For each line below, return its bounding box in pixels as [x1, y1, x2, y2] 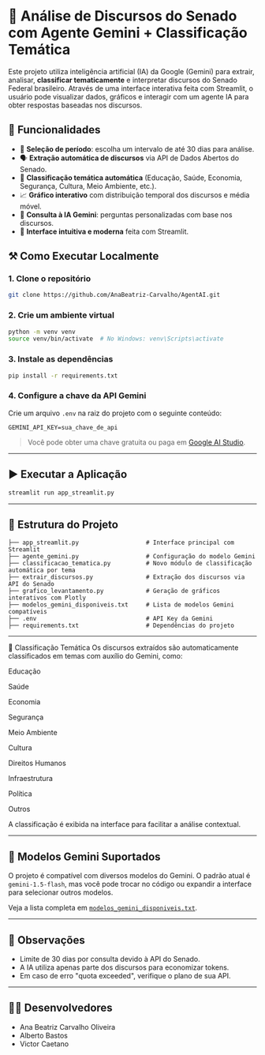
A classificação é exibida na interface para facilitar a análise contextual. [8, 820, 241, 829]
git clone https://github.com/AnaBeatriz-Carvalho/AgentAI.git [8, 291, 221, 299]
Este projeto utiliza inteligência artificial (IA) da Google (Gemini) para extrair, [8, 66, 255, 76]
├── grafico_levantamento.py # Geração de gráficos [8, 588, 221, 595]
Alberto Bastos [19, 1031, 69, 1040]
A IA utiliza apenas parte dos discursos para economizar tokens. [19, 963, 230, 972]
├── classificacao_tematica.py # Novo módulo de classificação [8, 560, 252, 568]
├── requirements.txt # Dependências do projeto [8, 621, 235, 630]
